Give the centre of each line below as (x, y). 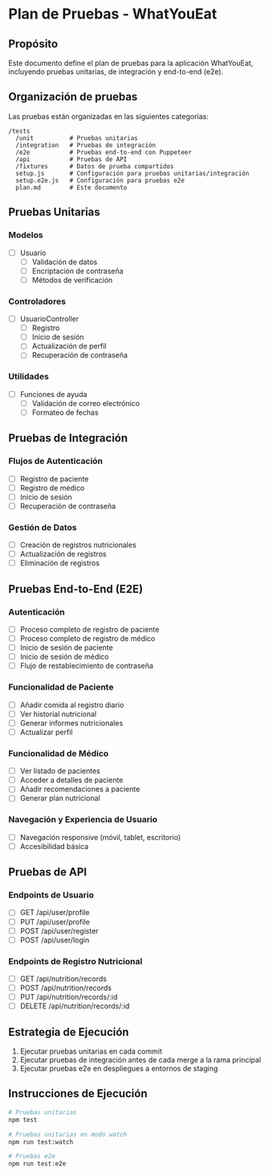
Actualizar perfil (46, 732)
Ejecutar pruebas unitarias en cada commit (91, 1051)
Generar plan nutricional (60, 798)
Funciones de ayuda (53, 394)
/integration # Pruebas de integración (86, 145)
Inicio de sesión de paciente (67, 648)
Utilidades (29, 377)
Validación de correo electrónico (86, 403)
